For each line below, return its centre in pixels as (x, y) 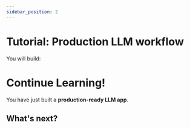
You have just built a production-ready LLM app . (67, 100)
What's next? (32, 118)
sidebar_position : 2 (32, 12)
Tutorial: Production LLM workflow (95, 41)
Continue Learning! (56, 83)
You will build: (24, 59)
